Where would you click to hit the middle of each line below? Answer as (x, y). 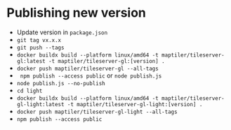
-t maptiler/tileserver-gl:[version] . (107, 61)
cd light (29, 91)
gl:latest (31, 61)
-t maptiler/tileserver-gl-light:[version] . (135, 104)
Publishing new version (77, 13)
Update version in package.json (62, 32)
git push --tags (40, 48)
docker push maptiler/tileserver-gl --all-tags (87, 68)
